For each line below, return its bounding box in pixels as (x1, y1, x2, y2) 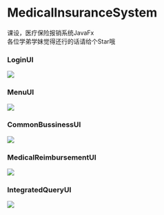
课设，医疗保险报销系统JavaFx (7, 28, 94, 37)
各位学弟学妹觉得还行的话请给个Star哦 (7, 37, 116, 46)
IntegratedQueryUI (7, 185, 72, 195)
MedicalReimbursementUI (7, 152, 96, 162)
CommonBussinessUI (7, 120, 81, 129)
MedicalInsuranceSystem (7, 5, 157, 21)
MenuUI (7, 88, 34, 97)
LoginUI (7, 55, 34, 64)
